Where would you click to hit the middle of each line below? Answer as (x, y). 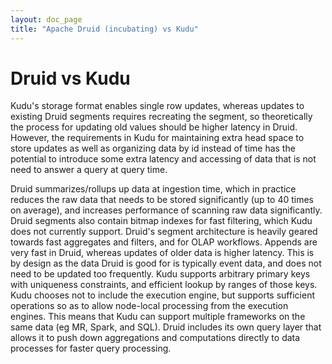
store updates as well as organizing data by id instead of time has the (153, 148)
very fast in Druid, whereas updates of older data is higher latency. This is (162, 253)
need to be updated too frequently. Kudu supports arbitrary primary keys (160, 274)
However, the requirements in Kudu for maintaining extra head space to (157, 138)
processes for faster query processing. (91, 348)
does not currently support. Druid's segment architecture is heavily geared (164, 232)
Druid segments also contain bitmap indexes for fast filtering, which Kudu (161, 221)
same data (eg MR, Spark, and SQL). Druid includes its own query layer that (166, 327)
